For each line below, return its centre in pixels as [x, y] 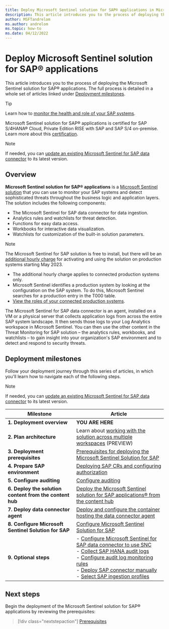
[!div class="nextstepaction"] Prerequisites [62, 621]
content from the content [38, 495]
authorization [92, 472]
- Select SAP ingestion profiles [113, 576]
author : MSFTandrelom [28, 19]
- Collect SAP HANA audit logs [113, 551]
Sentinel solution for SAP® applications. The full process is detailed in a [79, 88]
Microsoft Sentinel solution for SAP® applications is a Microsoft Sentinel [81, 187]
